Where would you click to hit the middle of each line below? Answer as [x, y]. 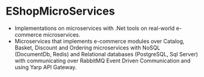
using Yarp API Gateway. [46, 67]
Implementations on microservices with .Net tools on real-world [95, 28]
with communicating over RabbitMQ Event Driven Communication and [102, 61]
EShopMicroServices [60, 11]
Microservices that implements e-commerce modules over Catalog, [99, 41]
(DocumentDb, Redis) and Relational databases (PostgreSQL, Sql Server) [106, 54]
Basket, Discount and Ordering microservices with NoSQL [87, 48]
